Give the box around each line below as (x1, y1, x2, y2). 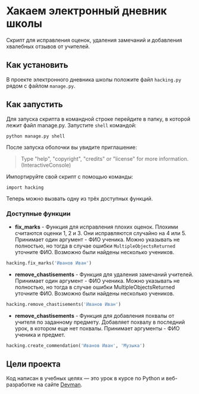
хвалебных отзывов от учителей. (6, 43, 91, 50)
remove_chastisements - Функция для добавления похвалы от (14, 312, 175, 319)
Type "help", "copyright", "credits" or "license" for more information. (20, 155, 189, 162)
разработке (6, 381, 36, 388)
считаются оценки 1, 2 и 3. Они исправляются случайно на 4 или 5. (14, 229, 186, 236)
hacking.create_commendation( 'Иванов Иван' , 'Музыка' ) (6, 342, 145, 349)
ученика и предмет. (14, 331, 66, 338)
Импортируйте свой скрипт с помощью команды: (6, 173, 133, 180)
